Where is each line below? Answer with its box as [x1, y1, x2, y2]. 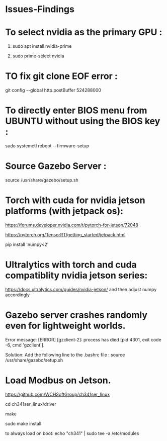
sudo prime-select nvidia [12, 53, 64, 59]
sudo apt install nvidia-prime [12, 43, 72, 49]
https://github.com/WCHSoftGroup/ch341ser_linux [5, 391, 110, 397]
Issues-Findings [5, 4, 74, 15]
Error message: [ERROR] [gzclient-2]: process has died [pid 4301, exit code [5, 336, 162, 342]
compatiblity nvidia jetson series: [5, 270, 148, 281]
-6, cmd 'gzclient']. [5, 342, 45, 348]
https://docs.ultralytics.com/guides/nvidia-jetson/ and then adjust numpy [5, 286, 157, 292]
